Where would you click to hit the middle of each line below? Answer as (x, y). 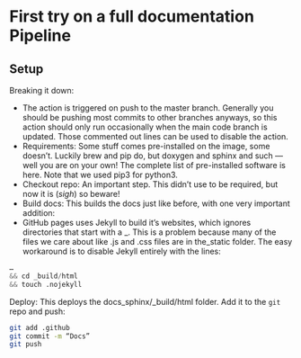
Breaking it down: (42, 90)
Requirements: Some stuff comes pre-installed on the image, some (146, 146)
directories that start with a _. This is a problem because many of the (149, 232)
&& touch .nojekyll (46, 284)
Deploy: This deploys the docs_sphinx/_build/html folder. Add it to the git (145, 301)
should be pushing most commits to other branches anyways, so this (150, 117)
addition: (39, 213)
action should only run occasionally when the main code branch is (145, 127)
